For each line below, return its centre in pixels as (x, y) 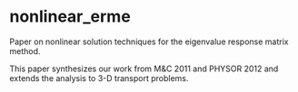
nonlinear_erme (70, 17)
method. (25, 51)
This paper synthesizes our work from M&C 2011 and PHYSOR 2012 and (144, 69)
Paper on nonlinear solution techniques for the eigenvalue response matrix (149, 41)
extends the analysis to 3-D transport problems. (99, 78)
